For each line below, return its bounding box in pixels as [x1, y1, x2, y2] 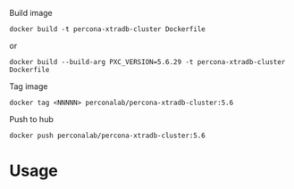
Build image [9, 8, 53, 18]
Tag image [9, 81, 48, 92]
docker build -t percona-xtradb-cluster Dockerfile [9, 25, 206, 34]
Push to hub [9, 114, 54, 124]
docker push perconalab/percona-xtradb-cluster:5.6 [9, 131, 206, 140]
